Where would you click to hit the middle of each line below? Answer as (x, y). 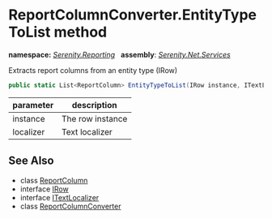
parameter (33, 105)
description (94, 105)
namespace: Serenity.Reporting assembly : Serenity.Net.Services (119, 54)
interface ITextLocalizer (59, 197)
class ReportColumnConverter (70, 206)
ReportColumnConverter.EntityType (133, 15)
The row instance (95, 118)
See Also (31, 161)
